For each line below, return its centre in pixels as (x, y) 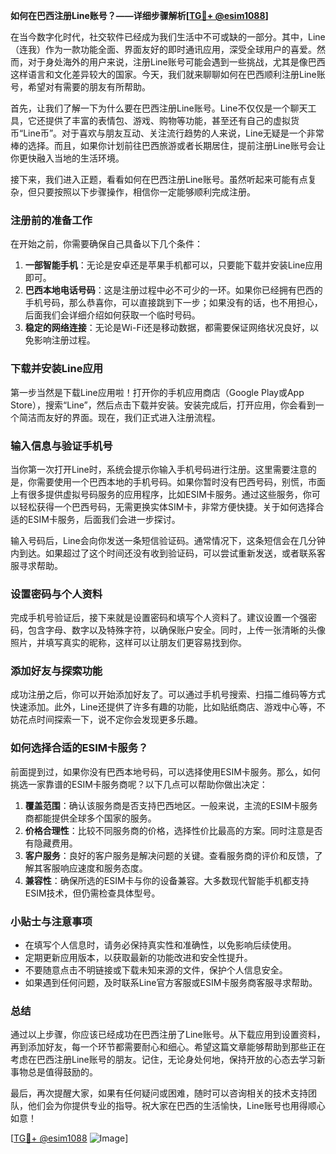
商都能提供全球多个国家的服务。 (90, 818)
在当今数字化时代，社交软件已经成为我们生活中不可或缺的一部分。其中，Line (168, 37)
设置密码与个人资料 (56, 594)
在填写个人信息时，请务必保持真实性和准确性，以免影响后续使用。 (160, 945)
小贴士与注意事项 (51, 921)
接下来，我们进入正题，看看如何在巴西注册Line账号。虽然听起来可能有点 (159, 179)
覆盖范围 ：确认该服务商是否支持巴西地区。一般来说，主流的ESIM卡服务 (171, 805)
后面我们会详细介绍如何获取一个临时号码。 (112, 315)
